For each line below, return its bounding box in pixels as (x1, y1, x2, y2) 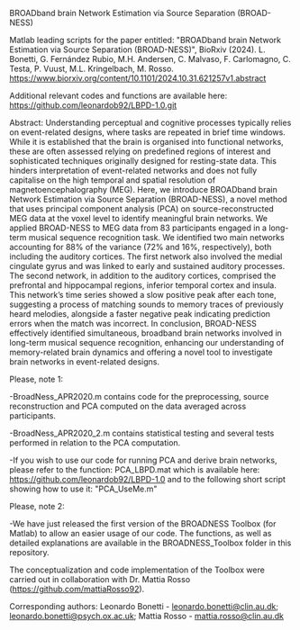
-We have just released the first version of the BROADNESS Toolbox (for (9, 518, 277, 529)
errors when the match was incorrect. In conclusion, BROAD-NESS (9, 319, 257, 328)
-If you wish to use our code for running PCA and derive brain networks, (9, 454, 277, 465)
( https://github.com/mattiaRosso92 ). (9, 584, 145, 594)
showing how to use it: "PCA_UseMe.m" (9, 483, 158, 494)
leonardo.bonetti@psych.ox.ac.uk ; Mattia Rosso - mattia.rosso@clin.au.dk (9, 611, 285, 621)
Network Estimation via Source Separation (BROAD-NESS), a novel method (9, 193, 288, 204)
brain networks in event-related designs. (9, 356, 160, 367)
